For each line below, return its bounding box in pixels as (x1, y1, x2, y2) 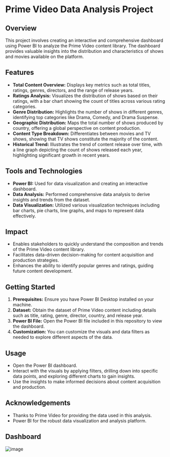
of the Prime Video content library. (12, 246, 85, 252)
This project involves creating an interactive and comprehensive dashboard (5, 37, 164, 43)
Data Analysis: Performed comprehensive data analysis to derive (12, 191, 150, 197)
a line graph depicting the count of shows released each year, (12, 147, 143, 153)
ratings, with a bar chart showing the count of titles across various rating (12, 98, 165, 104)
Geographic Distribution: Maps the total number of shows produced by (12, 120, 164, 126)
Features (5, 68, 34, 77)
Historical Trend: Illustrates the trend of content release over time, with (12, 141, 163, 147)
